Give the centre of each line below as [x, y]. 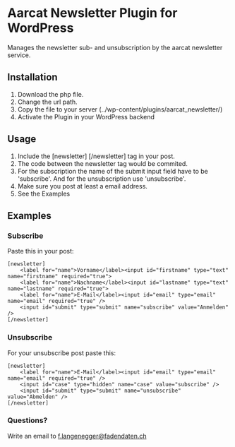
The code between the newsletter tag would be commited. [103, 163]
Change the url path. [47, 102]
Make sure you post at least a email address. [83, 186]
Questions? [28, 420]
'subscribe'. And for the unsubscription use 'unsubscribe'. [102, 179]
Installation [32, 77]
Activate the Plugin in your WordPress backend [86, 117]
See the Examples [44, 193]
